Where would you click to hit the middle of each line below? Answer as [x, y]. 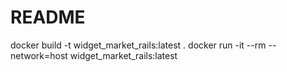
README [48, 17]
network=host [39, 55]
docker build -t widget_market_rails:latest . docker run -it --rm [138, 45]
